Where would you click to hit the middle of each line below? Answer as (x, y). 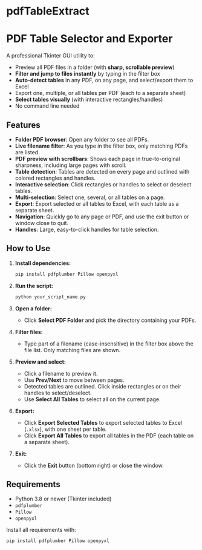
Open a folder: (34, 308)
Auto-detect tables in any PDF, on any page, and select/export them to (104, 80)
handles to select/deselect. (58, 393)
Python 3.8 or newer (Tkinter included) (63, 499)
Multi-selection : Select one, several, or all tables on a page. (90, 197)
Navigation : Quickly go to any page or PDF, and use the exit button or (102, 217)
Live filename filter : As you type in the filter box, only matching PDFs (101, 146)
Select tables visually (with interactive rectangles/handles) (89, 100)
